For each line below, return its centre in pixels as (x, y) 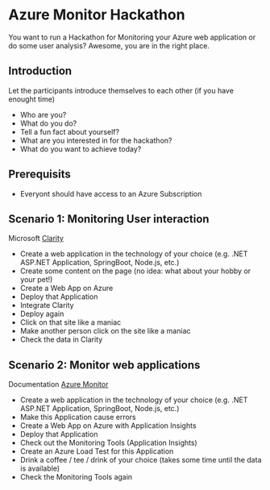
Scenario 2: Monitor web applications (104, 365)
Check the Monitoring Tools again (76, 477)
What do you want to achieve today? (81, 149)
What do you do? (48, 123)
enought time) (31, 99)
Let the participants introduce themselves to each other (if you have (121, 90)
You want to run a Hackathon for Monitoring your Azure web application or (132, 37)
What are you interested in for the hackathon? (96, 140)
